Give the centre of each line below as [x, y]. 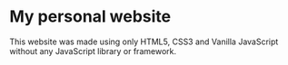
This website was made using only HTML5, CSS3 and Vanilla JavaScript [144, 42]
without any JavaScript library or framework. [93, 51]
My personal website [90, 17]
